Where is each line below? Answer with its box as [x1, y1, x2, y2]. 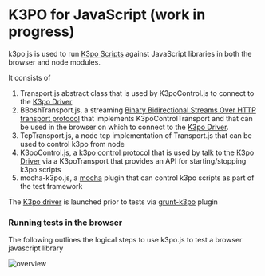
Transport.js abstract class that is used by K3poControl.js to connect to [19, 88, 255, 97]
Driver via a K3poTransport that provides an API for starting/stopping [19, 156, 247, 165]
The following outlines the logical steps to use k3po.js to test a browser [8, 235, 243, 245]
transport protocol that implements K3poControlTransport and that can [19, 113, 253, 123]
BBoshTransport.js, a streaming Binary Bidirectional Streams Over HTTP [19, 105, 257, 115]
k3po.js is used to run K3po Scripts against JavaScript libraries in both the [8, 49, 252, 58]
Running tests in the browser [8, 217, 122, 228]
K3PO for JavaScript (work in [8, 6, 206, 24]
